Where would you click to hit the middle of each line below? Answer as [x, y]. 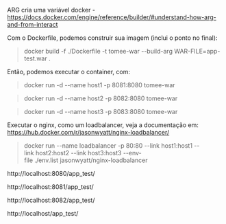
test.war [35, 58]
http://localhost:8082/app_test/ [51, 200]
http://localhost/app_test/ [43, 213]
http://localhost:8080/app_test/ [51, 173]
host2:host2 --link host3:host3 [78, 153]
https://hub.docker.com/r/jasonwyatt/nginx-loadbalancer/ [88, 132]
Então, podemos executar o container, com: [68, 72]
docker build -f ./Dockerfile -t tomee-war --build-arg [98, 51]
